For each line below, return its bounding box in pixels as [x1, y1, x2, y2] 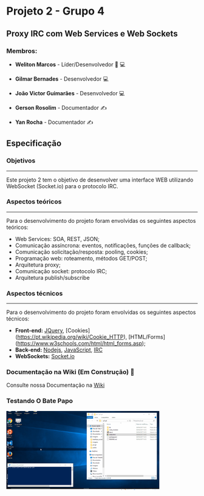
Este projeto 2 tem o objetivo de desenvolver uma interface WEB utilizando [6, 176, 194, 183]
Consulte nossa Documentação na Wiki [6, 381, 105, 389]
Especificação [6, 138, 62, 149]
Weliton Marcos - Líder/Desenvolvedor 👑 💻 [15, 61, 126, 68]
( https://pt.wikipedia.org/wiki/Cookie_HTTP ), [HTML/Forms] [15, 333, 166, 341]
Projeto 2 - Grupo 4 [6, 4, 105, 18]
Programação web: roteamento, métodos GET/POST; [15, 254, 148, 262]
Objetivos [6, 157, 36, 165]
